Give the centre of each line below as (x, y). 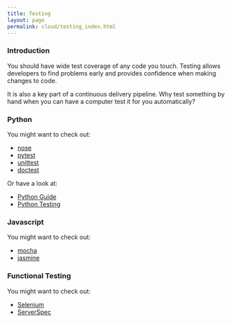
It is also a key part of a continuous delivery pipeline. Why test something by (116, 94)
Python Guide (37, 197)
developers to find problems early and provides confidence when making (112, 73)
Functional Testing (39, 276)
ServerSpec (34, 312)
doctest (28, 170)
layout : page (26, 20)
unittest (28, 162)
